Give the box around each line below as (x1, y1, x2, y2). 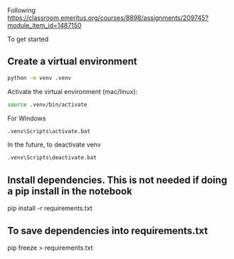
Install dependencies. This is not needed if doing (7, 174, 228, 186)
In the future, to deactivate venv (7, 140, 101, 149)
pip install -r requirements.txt (7, 204, 92, 213)
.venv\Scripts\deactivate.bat (7, 154, 97, 162)
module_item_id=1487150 (7, 21, 82, 29)
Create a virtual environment (7, 55, 137, 68)
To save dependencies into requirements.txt (7, 224, 208, 237)
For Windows (7, 114, 46, 122)
